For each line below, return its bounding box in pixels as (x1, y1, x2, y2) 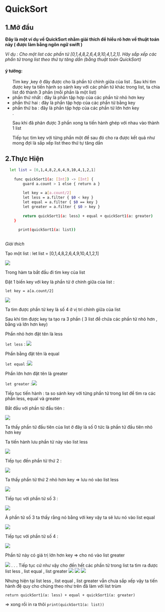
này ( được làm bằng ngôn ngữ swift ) (5, 42, 83, 48)
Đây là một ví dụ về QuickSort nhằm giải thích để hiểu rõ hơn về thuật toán (5, 36, 160, 42)
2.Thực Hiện (5, 154, 44, 163)
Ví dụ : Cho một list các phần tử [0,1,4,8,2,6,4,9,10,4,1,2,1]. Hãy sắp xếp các (5, 51, 157, 57)
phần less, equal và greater (5, 396, 61, 402)
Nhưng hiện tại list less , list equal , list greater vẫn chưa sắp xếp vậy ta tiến (5, 578, 158, 584)
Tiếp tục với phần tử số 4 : (5, 533, 59, 539)
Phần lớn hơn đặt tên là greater (5, 370, 68, 377)
